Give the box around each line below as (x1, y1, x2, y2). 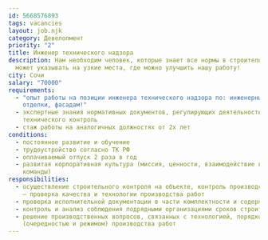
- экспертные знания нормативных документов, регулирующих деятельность (15, 109, 262, 117)
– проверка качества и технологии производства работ (22, 190, 205, 198)
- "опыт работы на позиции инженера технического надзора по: (15, 94, 227, 102)
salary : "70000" (8, 78, 62, 86)
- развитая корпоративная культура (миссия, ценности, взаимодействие (15, 161, 255, 169)
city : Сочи (8, 71, 45, 79)
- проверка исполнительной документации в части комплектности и (15, 198, 238, 206)
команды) (22, 168, 52, 176)
